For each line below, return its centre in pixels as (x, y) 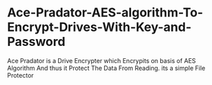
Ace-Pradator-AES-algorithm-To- (105, 13)
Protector (21, 75)
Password (36, 42)
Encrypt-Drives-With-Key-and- (99, 27)
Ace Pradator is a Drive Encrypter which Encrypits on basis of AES (102, 60)
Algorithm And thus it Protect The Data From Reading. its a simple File (106, 68)
